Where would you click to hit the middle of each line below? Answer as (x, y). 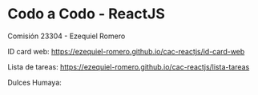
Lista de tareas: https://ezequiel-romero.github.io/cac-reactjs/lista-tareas (129, 67)
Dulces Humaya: (34, 82)
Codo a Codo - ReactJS (86, 14)
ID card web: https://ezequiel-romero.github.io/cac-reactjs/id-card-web (126, 51)
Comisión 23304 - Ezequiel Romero (67, 36)
